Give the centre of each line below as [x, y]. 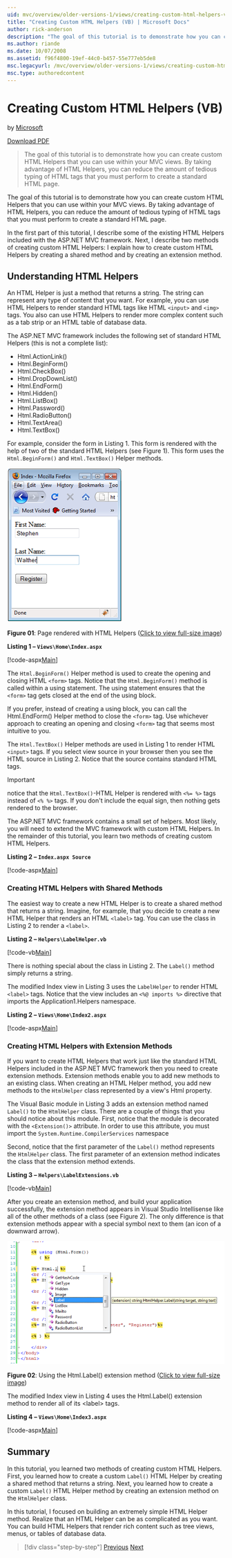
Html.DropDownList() [47, 379]
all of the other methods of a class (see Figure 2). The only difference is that [116, 1216]
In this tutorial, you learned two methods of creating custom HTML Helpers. [115, 1469]
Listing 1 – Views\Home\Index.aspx [55, 647]
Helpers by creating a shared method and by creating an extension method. [115, 254]
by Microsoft [25, 127]
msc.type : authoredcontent [46, 73]
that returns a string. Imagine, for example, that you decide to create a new [114, 911]
